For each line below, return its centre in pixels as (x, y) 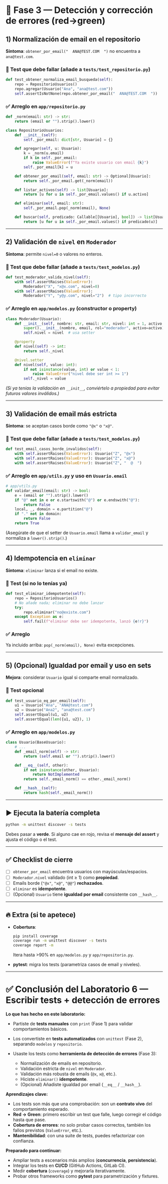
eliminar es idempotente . (40, 888)
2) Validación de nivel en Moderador (61, 242)
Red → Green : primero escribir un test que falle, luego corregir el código (87, 1115)
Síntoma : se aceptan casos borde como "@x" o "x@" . (60, 425)
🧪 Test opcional (25, 690)
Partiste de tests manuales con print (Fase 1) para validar (73, 1024)
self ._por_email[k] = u (48, 167)
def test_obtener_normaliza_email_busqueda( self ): (59, 80)
